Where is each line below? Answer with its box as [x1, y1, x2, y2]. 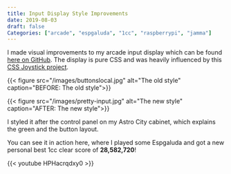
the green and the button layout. [7, 125, 99, 133]
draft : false [7, 23, 45, 30]
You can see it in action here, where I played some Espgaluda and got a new [7, 139, 225, 147]
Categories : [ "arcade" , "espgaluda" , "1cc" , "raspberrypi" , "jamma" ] [7, 29, 212, 37]
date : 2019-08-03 [7, 17, 57, 23]
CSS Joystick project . [7, 63, 69, 71]
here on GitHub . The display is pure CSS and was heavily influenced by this [7, 56, 223, 64]
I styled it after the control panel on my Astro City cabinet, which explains [7, 118, 216, 126]
